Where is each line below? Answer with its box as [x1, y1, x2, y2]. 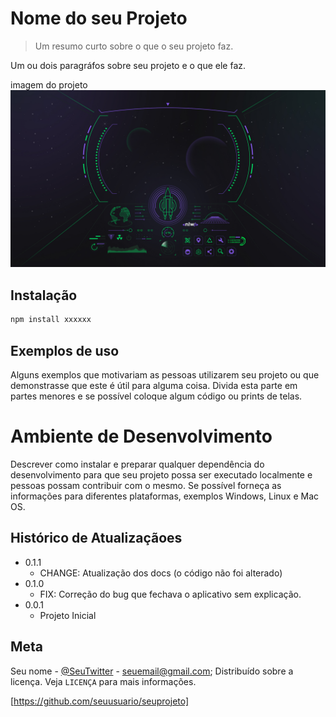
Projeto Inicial [39, 609, 97, 621]
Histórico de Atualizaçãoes [10, 530, 183, 547]
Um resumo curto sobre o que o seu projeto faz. [34, 40, 234, 52]
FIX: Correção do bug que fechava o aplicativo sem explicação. [39, 588, 302, 600]
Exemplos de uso [10, 342, 120, 359]
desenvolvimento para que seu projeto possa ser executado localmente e [10, 468, 313, 481]
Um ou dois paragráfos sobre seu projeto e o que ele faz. [10, 59, 247, 71]
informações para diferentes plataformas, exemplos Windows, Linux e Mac [10, 490, 320, 502]
